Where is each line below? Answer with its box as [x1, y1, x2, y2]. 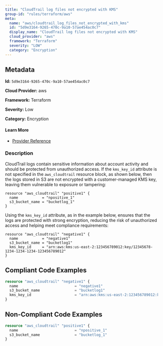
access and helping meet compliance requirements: [5, 222, 109, 228]
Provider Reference [12, 138, 51, 143]
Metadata [5, 65, 35, 74]
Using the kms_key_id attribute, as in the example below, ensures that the [5, 212, 150, 218]
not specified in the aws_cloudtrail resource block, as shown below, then [5, 171, 152, 177]
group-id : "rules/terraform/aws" [5, 12, 73, 16]
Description [5, 150, 33, 157]
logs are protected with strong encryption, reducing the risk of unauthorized [5, 217, 157, 223]
